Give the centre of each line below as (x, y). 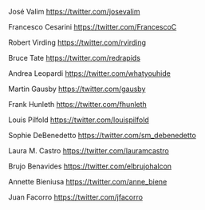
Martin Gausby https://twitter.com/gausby (77, 89)
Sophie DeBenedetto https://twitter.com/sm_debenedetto (102, 135)
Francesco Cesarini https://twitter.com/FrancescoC (93, 27)
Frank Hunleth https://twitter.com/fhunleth (78, 104)
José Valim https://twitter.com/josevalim (74, 12)
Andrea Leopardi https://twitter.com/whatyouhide (90, 73)
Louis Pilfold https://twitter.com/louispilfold (79, 120)
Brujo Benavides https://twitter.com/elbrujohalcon (90, 166)
